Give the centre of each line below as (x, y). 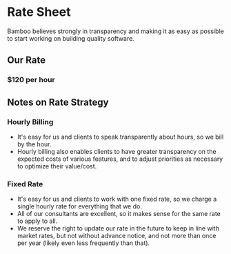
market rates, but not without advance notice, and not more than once (117, 236)
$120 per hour (31, 80)
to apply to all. (37, 221)
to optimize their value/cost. (57, 166)
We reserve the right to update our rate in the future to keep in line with (118, 228)
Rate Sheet (39, 12)
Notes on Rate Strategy (58, 102)
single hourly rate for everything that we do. (80, 206)
